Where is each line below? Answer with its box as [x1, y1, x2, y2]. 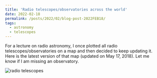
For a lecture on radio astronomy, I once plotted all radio [5, 43, 118, 48]
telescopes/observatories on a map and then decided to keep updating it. [5, 48, 153, 54]
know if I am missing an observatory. [5, 59, 79, 64]
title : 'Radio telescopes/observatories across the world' [5, 7, 128, 12]
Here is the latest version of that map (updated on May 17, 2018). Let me [5, 53, 150, 59]
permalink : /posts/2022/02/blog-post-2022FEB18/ [5, 16, 106, 21]
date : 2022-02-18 [5, 12, 40, 16]
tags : [5, 20, 16, 26]
